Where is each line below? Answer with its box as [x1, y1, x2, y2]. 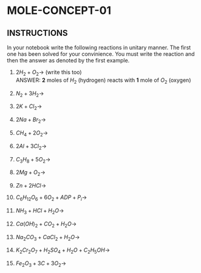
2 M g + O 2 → [15, 169, 46, 178]
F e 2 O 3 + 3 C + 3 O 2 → [15, 260, 66, 268]
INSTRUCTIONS [7, 28, 69, 38]
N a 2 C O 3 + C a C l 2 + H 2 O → [15, 233, 80, 242]
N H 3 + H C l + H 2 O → [15, 207, 64, 215]
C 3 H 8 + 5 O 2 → [15, 155, 51, 164]
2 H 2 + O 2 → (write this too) [15, 69, 82, 77]
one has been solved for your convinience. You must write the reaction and [7, 50, 195, 58]
